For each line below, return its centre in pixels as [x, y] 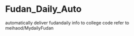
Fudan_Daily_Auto [43, 9]
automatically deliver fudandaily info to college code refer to [67, 23]
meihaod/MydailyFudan [29, 28]
